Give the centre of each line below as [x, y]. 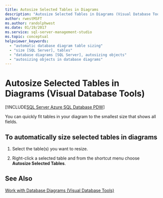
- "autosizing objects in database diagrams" [56, 59]
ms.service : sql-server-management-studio [49, 32]
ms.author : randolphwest [30, 23]
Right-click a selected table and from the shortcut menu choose [76, 158]
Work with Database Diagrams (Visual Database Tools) [60, 190]
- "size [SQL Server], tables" [41, 50]
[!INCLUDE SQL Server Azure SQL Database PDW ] [55, 107]
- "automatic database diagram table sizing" [56, 46]
